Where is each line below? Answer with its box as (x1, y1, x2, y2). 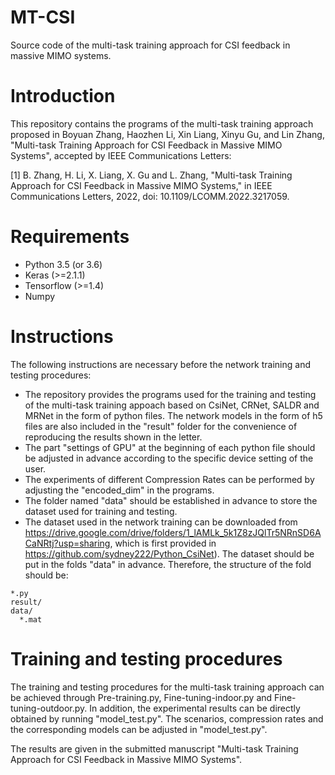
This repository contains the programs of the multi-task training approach (10, 117, 314, 130)
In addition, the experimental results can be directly (89, 702, 301, 714)
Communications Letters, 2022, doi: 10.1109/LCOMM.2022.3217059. (10, 190, 290, 202)
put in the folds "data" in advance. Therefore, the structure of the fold (24, 558, 312, 570)
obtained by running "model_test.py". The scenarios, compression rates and (10, 712, 324, 725)
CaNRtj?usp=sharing (24, 537, 111, 549)
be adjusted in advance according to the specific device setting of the (24, 452, 314, 464)
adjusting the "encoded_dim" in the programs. (24, 484, 215, 496)
